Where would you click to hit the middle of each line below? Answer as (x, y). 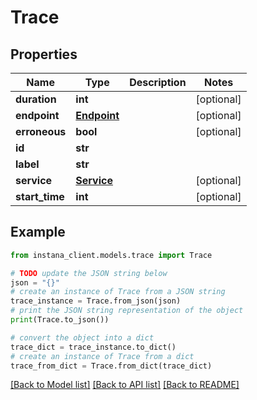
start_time (40, 196)
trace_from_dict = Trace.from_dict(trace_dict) (111, 366)
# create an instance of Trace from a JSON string (118, 292)
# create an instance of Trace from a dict (102, 356)
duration (36, 99)
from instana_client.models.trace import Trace (111, 255)
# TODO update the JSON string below (89, 273)
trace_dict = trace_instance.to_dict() (93, 347)
